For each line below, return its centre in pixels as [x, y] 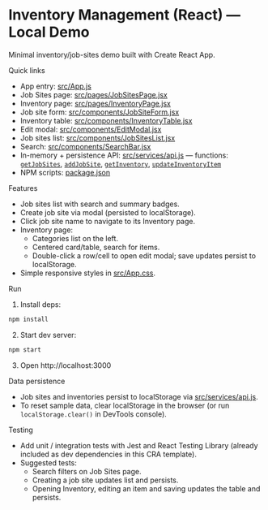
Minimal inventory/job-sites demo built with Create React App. [112, 54]
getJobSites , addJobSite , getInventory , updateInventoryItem [121, 163]
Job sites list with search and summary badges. [100, 204]
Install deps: [40, 304]
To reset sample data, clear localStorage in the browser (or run [125, 405]
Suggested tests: [48, 462]
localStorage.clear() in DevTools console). [94, 414]
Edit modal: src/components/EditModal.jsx [91, 129]
